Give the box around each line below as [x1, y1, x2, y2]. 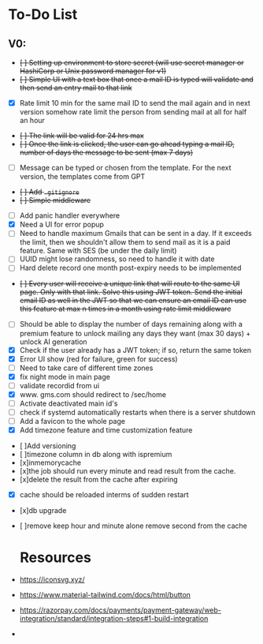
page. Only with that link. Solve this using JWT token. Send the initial [19, 287, 243, 297]
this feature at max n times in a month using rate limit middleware [19, 304, 232, 313]
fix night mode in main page [19, 372, 110, 381]
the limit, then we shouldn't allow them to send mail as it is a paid [19, 238, 231, 247]
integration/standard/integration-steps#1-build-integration [19, 614, 209, 623]
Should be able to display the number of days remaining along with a [19, 320, 243, 329]
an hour [19, 116, 46, 125]
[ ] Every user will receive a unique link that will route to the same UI [19, 279, 240, 289]
